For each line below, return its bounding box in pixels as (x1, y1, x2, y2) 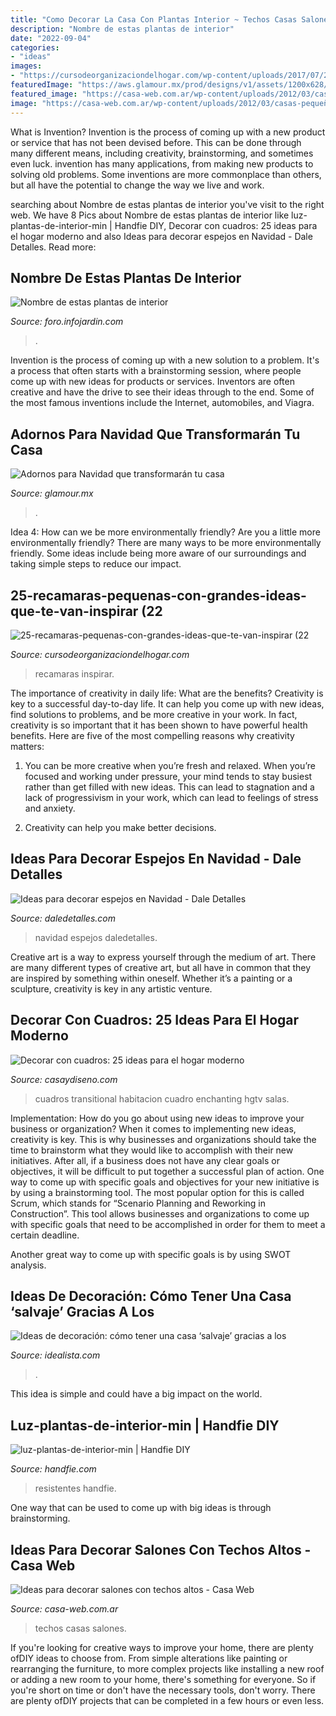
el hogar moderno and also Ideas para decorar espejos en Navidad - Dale (10, 230, 313, 242)
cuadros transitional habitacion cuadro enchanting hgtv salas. (34, 1092, 290, 1105)
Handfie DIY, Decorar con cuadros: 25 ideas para (114, 219, 318, 231)
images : (10, 61, 43, 71)
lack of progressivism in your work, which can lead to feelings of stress (24, 791, 319, 803)
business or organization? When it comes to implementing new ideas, (10, 1122, 297, 1135)
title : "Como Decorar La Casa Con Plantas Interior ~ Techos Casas (10, 14, 298, 25)
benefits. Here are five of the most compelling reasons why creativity (10, 729, 295, 741)
